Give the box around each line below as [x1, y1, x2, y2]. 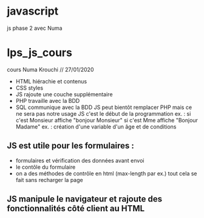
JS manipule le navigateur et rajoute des [7, 194, 163, 205]
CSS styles [15, 84, 44, 91]
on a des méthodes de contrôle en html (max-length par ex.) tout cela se [15, 169, 197, 177]
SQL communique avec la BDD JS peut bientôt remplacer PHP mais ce [15, 104, 192, 111]
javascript [7, 4, 59, 18]
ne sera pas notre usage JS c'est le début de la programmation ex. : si [15, 110, 191, 117]
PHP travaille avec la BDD [15, 97, 80, 104]
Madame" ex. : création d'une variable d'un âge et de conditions [15, 123, 177, 130]
